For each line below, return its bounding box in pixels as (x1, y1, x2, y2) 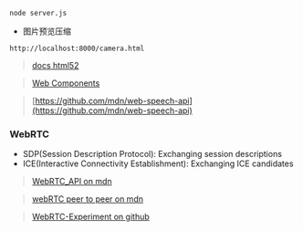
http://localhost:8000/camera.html (9, 44, 145, 53)
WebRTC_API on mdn (31, 176, 112, 187)
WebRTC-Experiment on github (31, 211, 151, 223)
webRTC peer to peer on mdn (31, 194, 144, 205)
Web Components (31, 78, 100, 89)
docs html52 (31, 60, 79, 70)
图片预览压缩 (22, 26, 71, 37)
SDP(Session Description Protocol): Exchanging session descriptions (22, 149, 283, 160)
